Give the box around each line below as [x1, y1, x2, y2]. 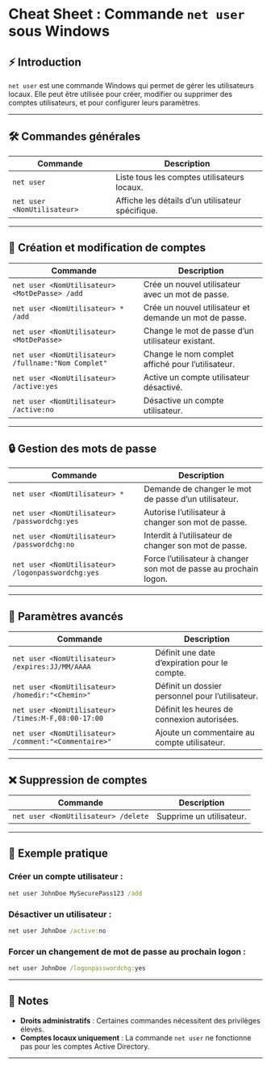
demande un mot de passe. [143, 312, 248, 323]
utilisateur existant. [143, 335, 215, 346]
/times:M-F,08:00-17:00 [12, 714, 104, 723]
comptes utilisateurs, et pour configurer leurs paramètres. [8, 98, 201, 108]
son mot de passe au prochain [144, 563, 259, 575]
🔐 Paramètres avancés [8, 609, 123, 623]
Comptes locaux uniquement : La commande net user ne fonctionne [19, 1032, 252, 1043]
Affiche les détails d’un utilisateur [115, 195, 242, 206]
